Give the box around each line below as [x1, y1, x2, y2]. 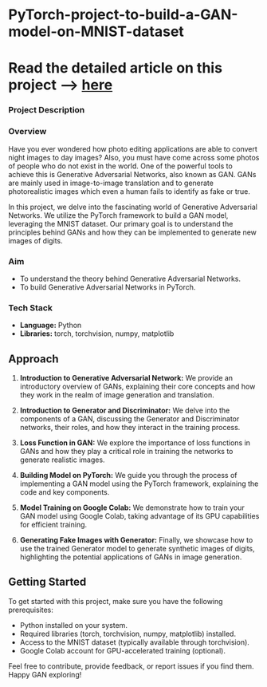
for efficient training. [19, 520, 88, 529]
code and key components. [19, 488, 110, 496]
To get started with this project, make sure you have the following [8, 596, 223, 606]
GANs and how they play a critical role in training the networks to [19, 447, 234, 456]
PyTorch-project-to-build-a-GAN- [8, 6, 238, 24]
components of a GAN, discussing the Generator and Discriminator [19, 414, 240, 424]
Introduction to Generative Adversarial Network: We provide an [19, 373, 234, 382]
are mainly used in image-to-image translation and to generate [8, 178, 214, 188]
